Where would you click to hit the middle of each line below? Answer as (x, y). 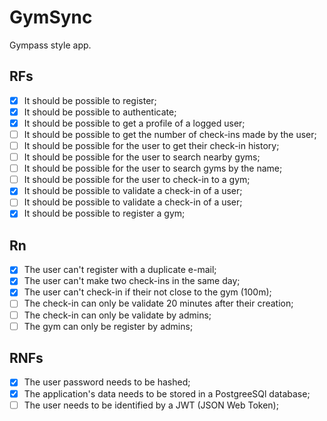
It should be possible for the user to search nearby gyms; (142, 157)
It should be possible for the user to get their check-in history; (151, 145)
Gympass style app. (50, 45)
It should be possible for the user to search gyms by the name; (153, 168)
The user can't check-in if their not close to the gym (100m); (147, 292)
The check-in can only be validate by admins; (117, 315)
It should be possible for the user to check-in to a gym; (137, 180)
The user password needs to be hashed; (107, 382)
